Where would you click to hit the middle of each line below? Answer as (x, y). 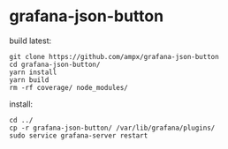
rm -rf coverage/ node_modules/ (68, 87)
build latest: (30, 41)
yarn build (29, 80)
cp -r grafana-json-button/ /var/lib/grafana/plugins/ (112, 128)
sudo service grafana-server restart (79, 135)
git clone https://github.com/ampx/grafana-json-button (114, 56)
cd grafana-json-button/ (55, 64)
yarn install (33, 72)
